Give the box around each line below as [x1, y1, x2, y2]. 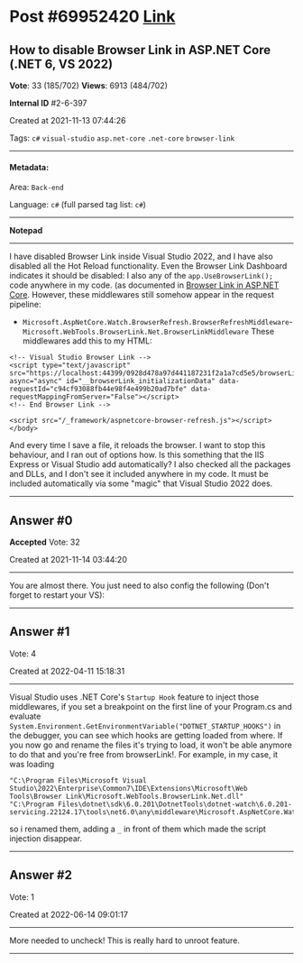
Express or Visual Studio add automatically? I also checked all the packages [9, 459, 291, 470]
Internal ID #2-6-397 [9, 97, 87, 108]
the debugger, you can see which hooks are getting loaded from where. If [9, 729, 283, 740]
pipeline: [9, 299, 41, 310]
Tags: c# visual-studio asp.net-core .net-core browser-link [9, 133, 235, 143]
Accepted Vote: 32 [9, 537, 80, 547]
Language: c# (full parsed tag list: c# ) [9, 199, 147, 210]
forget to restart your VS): [9, 590, 106, 601]
